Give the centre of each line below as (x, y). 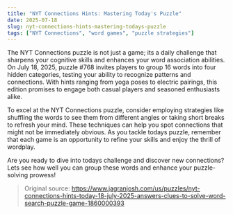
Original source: (47, 188)
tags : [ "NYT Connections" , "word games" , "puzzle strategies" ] (101, 33)
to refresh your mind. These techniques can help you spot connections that (115, 125)
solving (18, 175)
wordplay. (22, 147)
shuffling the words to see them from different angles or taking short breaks (116, 118)
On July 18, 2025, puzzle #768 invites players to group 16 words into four (112, 67)
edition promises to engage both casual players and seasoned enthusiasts (114, 89)
